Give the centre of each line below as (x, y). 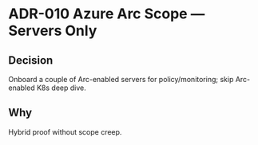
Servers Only (53, 31)
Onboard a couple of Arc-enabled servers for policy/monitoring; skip (121, 79)
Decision (31, 60)
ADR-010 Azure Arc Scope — (107, 14)
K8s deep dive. (61, 88)
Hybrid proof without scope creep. (65, 131)
